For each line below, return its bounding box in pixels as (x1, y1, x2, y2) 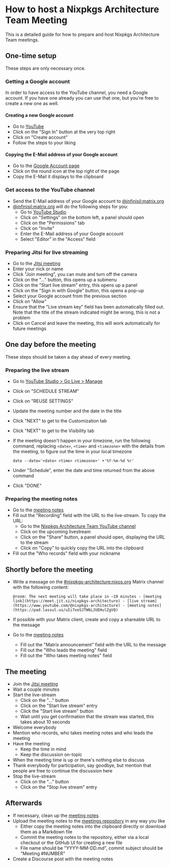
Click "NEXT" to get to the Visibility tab (12, 428, 94, 434)
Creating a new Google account (5, 112, 74, 118)
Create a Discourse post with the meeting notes (12, 856, 113, 862)
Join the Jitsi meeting (12, 681, 58, 687)
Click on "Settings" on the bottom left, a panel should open (20, 214, 144, 220)
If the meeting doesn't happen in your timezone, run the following (12, 438, 151, 444)
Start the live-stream (12, 692, 56, 698)
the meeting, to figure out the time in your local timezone (12, 449, 132, 455)
